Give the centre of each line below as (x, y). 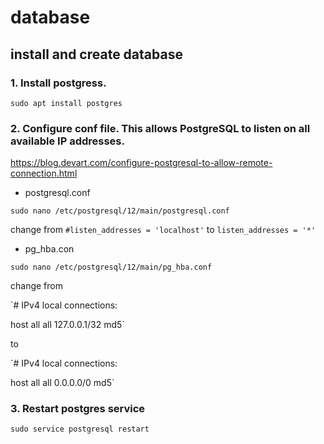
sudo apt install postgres (66, 103)
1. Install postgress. (58, 83)
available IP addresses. (67, 141)
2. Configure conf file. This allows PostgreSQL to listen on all (160, 128)
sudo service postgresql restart (80, 429)
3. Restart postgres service (78, 409)
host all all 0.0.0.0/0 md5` (62, 383)
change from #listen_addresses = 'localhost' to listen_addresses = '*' (163, 230)
